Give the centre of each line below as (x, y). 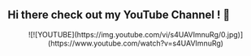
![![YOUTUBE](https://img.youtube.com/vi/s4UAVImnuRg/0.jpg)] (136, 34)
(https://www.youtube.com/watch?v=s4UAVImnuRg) (136, 43)
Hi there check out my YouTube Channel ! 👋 (119, 15)
